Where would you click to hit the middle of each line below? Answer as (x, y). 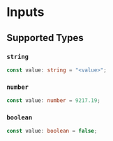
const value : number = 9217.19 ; (53, 101)
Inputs (25, 12)
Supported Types (45, 38)
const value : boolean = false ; (52, 131)
